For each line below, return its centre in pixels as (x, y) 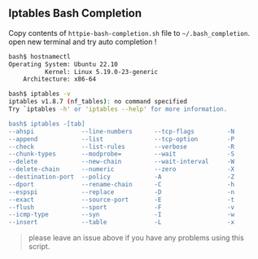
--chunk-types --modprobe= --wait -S (121, 154)
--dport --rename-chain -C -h (121, 184)
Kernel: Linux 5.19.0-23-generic (101, 72)
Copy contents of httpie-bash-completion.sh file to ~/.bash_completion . (129, 33)
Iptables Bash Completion (75, 13)
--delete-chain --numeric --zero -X (121, 169)
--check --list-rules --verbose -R (121, 147)
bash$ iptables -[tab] (47, 124)
